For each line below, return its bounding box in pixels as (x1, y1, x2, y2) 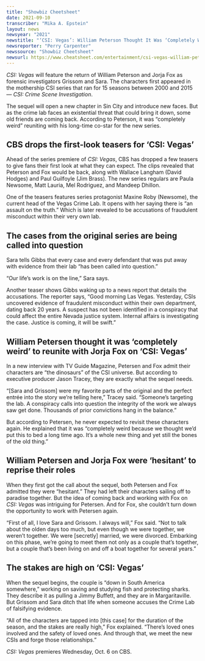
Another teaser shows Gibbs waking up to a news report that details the (6, 286, 187, 294)
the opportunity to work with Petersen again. (6, 507, 119, 515)
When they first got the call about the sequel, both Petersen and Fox (6, 481, 178, 488)
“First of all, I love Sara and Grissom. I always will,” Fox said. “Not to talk (6, 519, 187, 526)
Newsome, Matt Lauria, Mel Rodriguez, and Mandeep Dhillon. (6, 181, 160, 189)
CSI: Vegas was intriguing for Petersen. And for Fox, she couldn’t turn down (6, 500, 197, 508)
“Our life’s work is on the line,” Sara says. (6, 275, 110, 282)
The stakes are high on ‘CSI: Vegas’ (6, 563, 145, 573)
